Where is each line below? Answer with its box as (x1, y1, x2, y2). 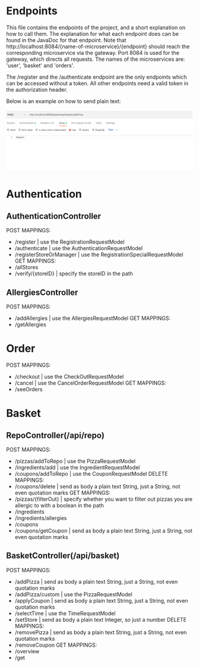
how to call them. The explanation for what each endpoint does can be (6, 30, 179, 37)
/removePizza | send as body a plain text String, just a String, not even (14, 628, 187, 635)
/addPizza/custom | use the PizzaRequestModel (14, 591, 132, 598)
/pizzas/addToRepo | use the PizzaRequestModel (14, 457, 135, 465)
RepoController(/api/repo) (6, 430, 105, 440)
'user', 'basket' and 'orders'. (6, 61, 75, 69)
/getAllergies (14, 321, 46, 328)
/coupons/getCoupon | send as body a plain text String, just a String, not (14, 527, 193, 534)
